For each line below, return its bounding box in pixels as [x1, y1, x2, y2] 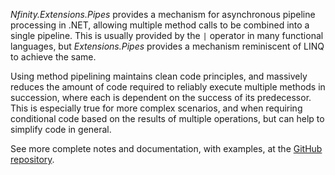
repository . [10, 154, 55, 165]
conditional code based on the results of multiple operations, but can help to [10, 113, 325, 124]
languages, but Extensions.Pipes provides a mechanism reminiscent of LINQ [10, 40, 325, 52]
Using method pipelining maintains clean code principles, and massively [10, 70, 308, 82]
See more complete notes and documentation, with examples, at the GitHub [10, 143, 323, 154]
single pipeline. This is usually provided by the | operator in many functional [10, 30, 324, 41]
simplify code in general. [10, 124, 112, 135]
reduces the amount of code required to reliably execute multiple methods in [10, 81, 326, 93]
